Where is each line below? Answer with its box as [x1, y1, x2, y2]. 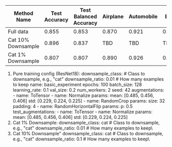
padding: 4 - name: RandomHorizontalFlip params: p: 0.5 [12, 103, 133, 109]
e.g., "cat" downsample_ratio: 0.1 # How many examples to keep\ [12, 136, 150, 142]
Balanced [73, 13, 97, 20]
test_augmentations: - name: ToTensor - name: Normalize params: [12, 109, 153, 115]
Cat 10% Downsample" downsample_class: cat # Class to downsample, [12, 131, 164, 136]
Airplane [102, 13, 124, 20]
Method [13, 10, 34, 17]
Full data [8, 28, 29, 35]
